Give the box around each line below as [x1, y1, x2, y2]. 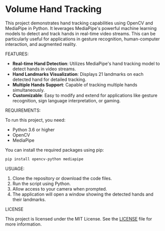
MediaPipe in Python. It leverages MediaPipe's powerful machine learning [5, 25, 157, 31]
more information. [5, 221, 42, 227]
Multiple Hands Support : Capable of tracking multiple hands [12, 81, 138, 88]
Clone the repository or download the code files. [12, 175, 112, 181]
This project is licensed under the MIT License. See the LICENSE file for [5, 216, 153, 222]
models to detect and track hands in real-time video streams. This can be [5, 30, 156, 36]
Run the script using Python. [12, 181, 71, 187]
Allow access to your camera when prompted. [12, 186, 107, 192]
